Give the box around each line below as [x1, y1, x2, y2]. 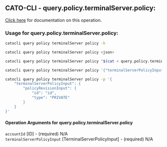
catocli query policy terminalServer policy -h [5, 41, 106, 46]
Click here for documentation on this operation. [5, 17, 102, 23]
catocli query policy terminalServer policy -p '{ [5, 76, 112, 81]
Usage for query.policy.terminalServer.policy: [5, 29, 118, 36]
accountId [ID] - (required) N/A [5, 131, 68, 137]
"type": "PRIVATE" [31, 95, 70, 100]
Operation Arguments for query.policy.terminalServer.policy [5, 120, 133, 126]
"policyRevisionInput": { [23, 86, 77, 91]
